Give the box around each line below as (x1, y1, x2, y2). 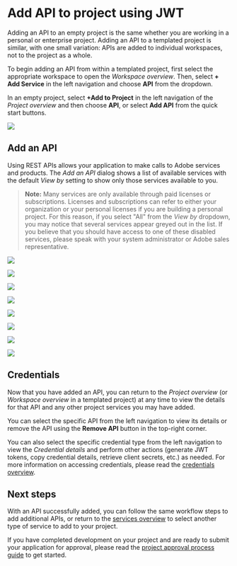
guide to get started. (7, 550, 67, 560)
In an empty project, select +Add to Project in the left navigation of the (7, 93, 214, 102)
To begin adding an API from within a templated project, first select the (7, 64, 214, 73)
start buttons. (7, 108, 47, 117)
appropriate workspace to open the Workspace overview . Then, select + (7, 72, 219, 81)
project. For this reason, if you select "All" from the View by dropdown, (24, 212, 231, 221)
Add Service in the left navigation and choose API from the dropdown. (7, 79, 214, 88)
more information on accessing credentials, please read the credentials (7, 460, 215, 468)
